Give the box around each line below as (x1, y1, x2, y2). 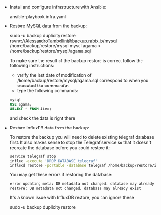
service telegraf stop (9, 154, 56, 159)
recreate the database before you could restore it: (9, 144, 110, 150)
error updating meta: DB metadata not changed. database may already (9, 181, 155, 186)
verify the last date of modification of (17, 72, 92, 78)
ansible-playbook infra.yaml (9, 14, 66, 19)
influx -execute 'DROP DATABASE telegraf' (9, 158, 98, 163)
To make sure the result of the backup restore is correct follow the (9, 58, 143, 63)
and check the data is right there (9, 115, 76, 121)
